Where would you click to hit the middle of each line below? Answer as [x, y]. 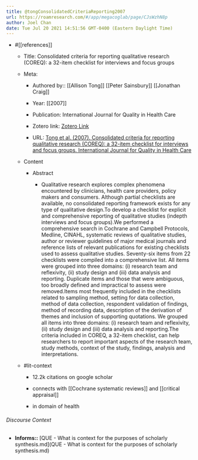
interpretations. [60, 354]
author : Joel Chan [29, 22]
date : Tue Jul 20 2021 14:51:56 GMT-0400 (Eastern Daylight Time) [90, 28]
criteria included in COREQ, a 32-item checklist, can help [110, 335]
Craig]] [41, 92]
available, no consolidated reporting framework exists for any [116, 203]
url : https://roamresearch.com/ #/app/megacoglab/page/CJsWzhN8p [87, 17]
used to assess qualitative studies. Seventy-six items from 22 [116, 254]
